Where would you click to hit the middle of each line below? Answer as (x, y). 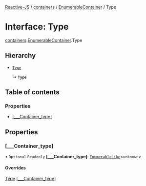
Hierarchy (21, 56)
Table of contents (32, 92)
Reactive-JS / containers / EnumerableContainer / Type (61, 7)
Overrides (15, 167)
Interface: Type (37, 27)
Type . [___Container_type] (31, 179)
